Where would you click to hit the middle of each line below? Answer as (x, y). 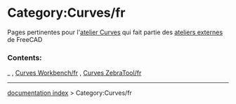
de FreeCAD (25, 39)
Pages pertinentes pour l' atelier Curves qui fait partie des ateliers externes (115, 32)
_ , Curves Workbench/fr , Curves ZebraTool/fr (74, 73)
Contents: (25, 57)
